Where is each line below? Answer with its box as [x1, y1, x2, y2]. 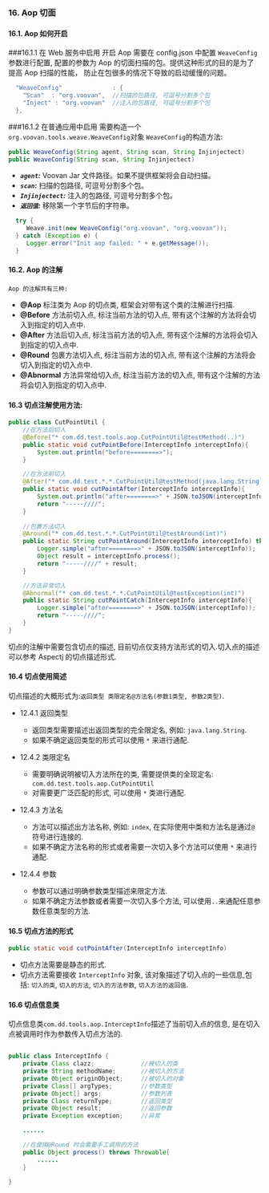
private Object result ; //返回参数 [22, 1105, 172, 1113]
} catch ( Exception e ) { [15, 232, 98, 240]
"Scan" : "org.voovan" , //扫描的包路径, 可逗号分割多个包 [22, 91, 211, 99]
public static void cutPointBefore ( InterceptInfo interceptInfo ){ [22, 440, 249, 448]
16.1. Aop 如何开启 [8, 28, 68, 38]
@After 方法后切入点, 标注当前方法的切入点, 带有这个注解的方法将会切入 [19, 330, 259, 339]
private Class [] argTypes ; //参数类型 [22, 1081, 172, 1090]
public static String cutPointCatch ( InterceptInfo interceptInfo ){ [22, 596, 252, 605]
